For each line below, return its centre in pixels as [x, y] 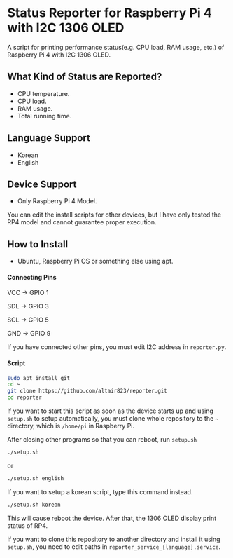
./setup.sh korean [34, 505]
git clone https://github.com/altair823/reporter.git [87, 391]
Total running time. [44, 116]
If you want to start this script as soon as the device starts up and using [110, 411]
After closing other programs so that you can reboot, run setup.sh [102, 440]
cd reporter [24, 397]
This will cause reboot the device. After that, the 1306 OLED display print [112, 518]
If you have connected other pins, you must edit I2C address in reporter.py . [117, 347]
